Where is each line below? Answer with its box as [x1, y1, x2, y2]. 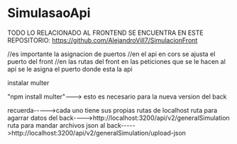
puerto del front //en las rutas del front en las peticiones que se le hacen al [7, 57, 226, 65]
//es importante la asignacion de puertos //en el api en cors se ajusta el [7, 50, 216, 58]
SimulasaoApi [7, 5, 91, 21]
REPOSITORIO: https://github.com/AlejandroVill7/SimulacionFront [7, 35, 198, 44]
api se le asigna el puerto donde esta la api [7, 65, 133, 73]
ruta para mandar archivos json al [7, 121, 106, 129]
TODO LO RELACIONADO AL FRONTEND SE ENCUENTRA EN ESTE [7, 28, 204, 37]
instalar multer [7, 78, 50, 87]
